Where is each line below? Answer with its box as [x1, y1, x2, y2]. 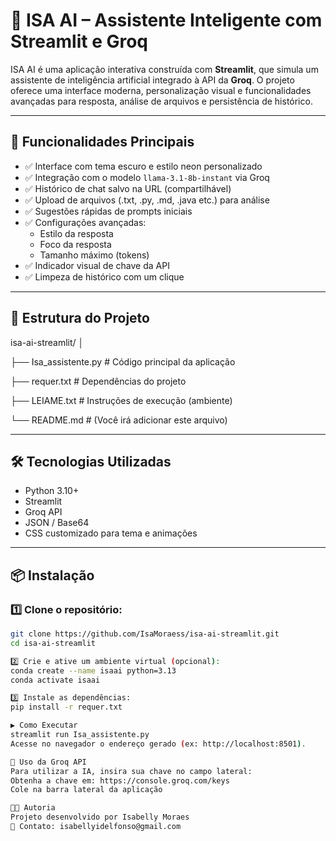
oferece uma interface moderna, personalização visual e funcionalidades [10, 84, 312, 96]
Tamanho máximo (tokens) [39, 249, 150, 261]
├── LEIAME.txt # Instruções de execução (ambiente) [10, 394, 233, 406]
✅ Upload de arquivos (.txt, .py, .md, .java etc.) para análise [24, 194, 270, 206]
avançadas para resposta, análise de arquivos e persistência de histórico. [10, 95, 313, 107]
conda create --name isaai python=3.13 [10, 665, 177, 676]
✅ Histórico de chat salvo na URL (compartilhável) [24, 182, 232, 194]
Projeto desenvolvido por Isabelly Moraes [10, 812, 190, 823]
